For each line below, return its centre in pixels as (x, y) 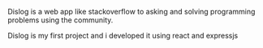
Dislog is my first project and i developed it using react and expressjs (123, 36)
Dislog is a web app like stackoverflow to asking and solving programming (131, 12)
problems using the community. (60, 20)
